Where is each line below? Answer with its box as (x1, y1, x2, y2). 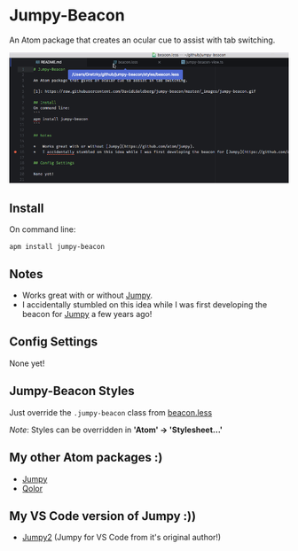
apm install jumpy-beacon (9, 243, 105, 252)
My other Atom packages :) (9, 450, 163, 465)
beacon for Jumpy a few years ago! (21, 309, 153, 320)
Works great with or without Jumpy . (21, 290, 153, 301)
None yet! (9, 358, 45, 369)
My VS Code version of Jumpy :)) (9, 508, 197, 524)
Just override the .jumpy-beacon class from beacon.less (9, 407, 213, 417)
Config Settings (9, 334, 98, 350)
